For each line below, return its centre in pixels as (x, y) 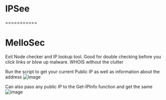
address (13, 77)
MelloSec (25, 43)
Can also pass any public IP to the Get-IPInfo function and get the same (79, 86)
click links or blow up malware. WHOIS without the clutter (64, 62)
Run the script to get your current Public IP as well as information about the (82, 71)
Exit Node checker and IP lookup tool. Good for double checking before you (83, 56)
